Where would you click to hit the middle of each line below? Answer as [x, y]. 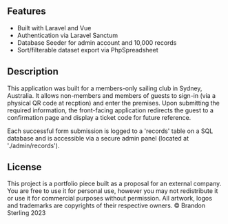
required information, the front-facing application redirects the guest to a [110, 110]
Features [27, 11]
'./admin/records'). [33, 145]
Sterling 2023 [27, 213]
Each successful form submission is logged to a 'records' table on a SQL [110, 131]
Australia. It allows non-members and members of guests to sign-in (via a [111, 95]
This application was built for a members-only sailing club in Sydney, [105, 88]
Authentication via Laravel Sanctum [68, 35]
